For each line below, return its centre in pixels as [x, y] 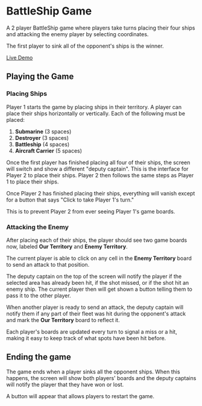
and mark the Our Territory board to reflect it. [63, 320]
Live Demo [20, 57]
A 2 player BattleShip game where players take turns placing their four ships [101, 28]
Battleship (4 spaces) [42, 144]
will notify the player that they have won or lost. [65, 384]
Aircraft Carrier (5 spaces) [49, 151]
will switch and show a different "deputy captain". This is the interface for [97, 169]
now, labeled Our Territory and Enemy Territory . [67, 246]
